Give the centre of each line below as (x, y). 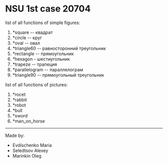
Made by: (15, 135)
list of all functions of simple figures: (43, 23)
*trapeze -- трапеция (35, 64)
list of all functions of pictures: (36, 85)
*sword (20, 115)
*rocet (19, 94)
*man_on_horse (28, 121)
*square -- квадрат (32, 32)
